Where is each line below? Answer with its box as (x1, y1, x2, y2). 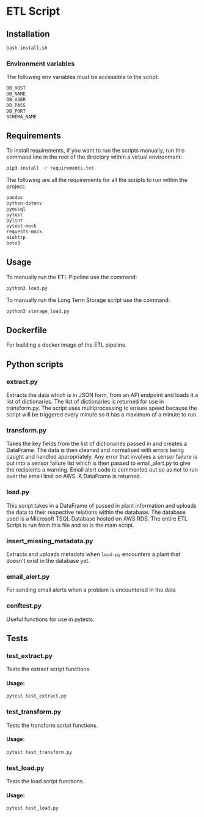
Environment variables (6, 59, 75, 68)
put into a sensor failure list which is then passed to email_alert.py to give (6, 459, 191, 467)
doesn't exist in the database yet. (6, 557, 90, 564)
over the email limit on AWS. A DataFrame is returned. (6, 473, 142, 480)
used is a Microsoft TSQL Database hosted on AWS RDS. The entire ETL (6, 514, 188, 522)
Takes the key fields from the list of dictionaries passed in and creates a (6, 440, 188, 448)
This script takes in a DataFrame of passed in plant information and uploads (6, 502, 197, 509)
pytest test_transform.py (6, 749, 72, 755)
